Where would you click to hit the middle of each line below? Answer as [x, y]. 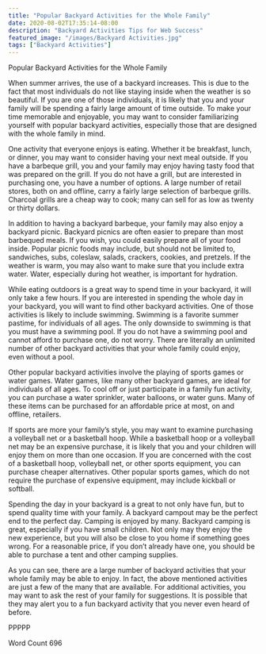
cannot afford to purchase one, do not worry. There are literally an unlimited [132, 340]
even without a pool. [42, 357]
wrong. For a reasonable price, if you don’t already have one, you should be [132, 546]
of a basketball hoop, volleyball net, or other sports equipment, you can [125, 464]
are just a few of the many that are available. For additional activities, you [127, 587]
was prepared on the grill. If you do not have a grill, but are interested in [125, 175]
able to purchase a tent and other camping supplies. [93, 555]
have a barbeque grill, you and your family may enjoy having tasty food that [131, 166]
